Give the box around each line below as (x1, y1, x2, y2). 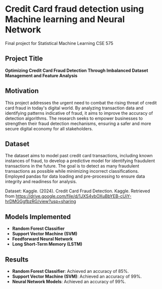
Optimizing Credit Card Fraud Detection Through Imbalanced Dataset (5, 67, 148, 73)
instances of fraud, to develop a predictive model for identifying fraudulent (5, 158, 155, 164)
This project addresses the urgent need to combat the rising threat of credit (5, 100, 157, 105)
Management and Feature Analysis (5, 72, 78, 79)
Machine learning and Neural (5, 14, 125, 25)
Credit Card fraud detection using (5, 3, 144, 15)
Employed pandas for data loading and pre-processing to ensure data (5, 173, 145, 179)
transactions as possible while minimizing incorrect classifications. (5, 168, 139, 174)
